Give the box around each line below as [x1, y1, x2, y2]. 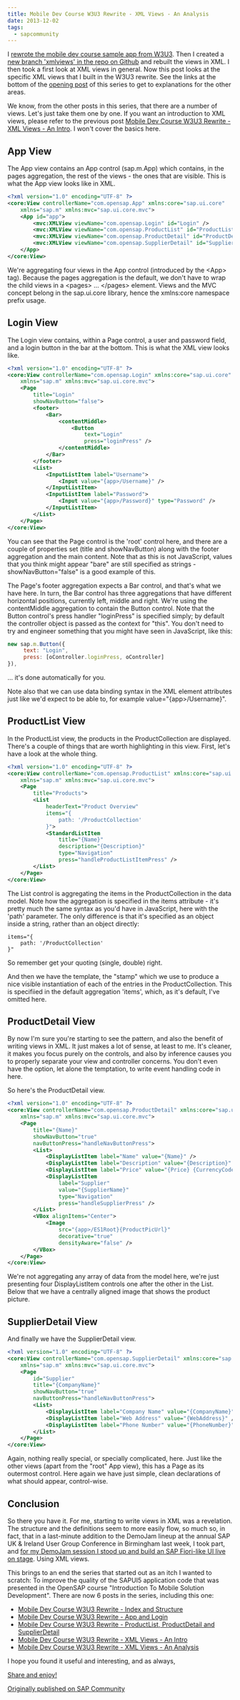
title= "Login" [33, 391, 75, 398]
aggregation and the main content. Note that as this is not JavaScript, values [7, 552, 233, 560]
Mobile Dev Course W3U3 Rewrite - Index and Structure [17, 1605, 184, 1614]
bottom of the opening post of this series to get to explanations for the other [7, 80, 231, 89]
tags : [7, 24, 24, 31]
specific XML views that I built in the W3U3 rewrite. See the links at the [7, 73, 216, 81]
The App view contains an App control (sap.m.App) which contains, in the [7, 164, 224, 173]
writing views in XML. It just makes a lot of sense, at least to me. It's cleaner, [7, 1042, 232, 1050]
